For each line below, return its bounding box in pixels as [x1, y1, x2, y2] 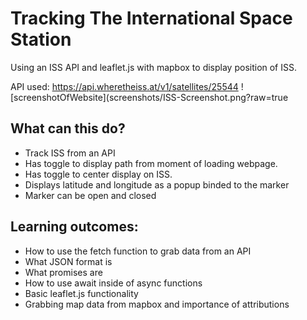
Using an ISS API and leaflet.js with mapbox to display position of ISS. [10, 61, 298, 73]
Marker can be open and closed [24, 189, 157, 201]
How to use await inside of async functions [24, 277, 203, 289]
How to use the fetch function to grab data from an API [24, 245, 252, 257]
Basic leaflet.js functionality [24, 287, 139, 299]
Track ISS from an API [24, 147, 116, 159]
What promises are [24, 266, 103, 278]
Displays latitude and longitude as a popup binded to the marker [24, 178, 290, 191]
